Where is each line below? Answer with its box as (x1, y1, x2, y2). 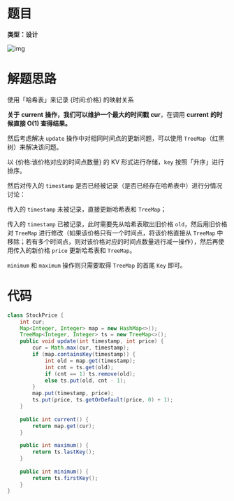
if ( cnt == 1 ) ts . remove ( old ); (44, 370, 136, 378)
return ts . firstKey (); (32, 474, 98, 481)
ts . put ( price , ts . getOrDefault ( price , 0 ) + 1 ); (32, 397, 173, 404)
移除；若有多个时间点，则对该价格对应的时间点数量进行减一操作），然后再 (7, 237, 219, 245)
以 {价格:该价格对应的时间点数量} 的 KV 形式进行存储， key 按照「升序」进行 (7, 158, 225, 166)
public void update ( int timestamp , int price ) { (20, 338, 164, 345)
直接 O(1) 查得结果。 (13, 119, 72, 128)
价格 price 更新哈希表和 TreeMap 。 (37, 246, 136, 254)
